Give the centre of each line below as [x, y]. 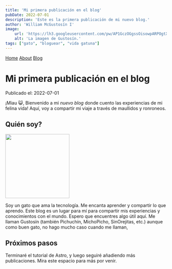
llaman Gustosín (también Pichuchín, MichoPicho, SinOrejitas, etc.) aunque [84, 221]
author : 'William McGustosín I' [40, 24]
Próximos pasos [31, 243]
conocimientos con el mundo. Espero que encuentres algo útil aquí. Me [80, 216]
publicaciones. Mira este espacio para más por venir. [61, 261]
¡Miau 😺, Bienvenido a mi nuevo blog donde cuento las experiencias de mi [84, 102]
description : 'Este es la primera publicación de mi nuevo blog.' [78, 19]
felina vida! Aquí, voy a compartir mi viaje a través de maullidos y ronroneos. [86, 108]
